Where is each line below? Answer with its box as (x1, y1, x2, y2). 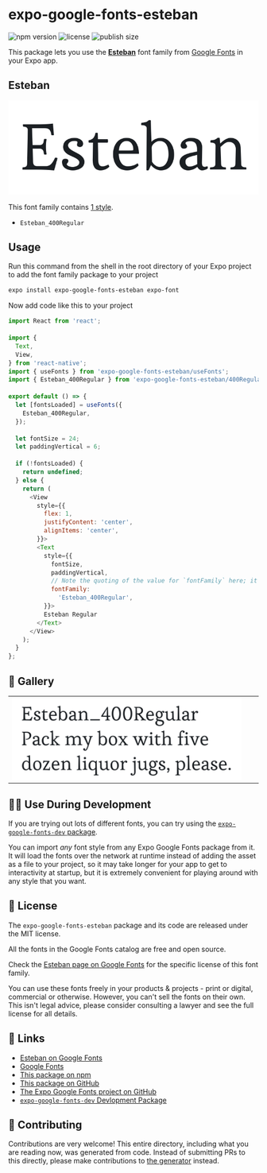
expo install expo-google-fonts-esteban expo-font (8, 286, 180, 295)
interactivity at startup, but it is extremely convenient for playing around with (8, 868, 258, 877)
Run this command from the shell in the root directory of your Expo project (8, 261, 252, 271)
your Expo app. (8, 56, 58, 65)
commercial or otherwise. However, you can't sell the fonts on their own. (8, 992, 246, 1001)
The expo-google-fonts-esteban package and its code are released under (8, 920, 249, 930)
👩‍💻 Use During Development (8, 797, 152, 811)
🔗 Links (8, 1032, 45, 1046)
